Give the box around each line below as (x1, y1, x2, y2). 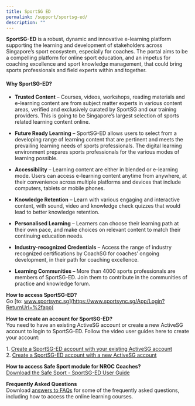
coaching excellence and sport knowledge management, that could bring (6, 60, 183, 67)
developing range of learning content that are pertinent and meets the (14, 136, 183, 143)
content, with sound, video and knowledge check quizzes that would (14, 202, 180, 209)
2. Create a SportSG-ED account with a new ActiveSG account (6, 351, 157, 358)
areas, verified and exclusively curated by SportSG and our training (14, 106, 177, 113)
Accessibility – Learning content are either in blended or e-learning (14, 165, 179, 173)
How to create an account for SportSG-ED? (6, 315, 113, 322)
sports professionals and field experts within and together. (6, 67, 147, 74)
